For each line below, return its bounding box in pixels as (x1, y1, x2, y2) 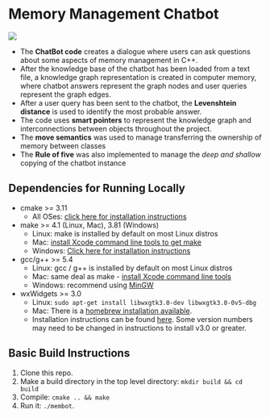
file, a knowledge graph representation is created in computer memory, (19, 72, 257, 82)
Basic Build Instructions (8, 346, 131, 360)
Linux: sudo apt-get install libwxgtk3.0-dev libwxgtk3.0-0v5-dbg (31, 297, 256, 307)
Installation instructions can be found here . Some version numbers (31, 314, 253, 324)
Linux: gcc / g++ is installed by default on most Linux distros (31, 263, 233, 273)
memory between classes (19, 140, 106, 150)
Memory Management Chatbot (8, 5, 219, 23)
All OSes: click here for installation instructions (31, 211, 187, 221)
